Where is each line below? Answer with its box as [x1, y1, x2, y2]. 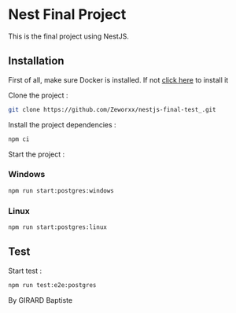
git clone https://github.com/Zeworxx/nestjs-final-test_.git [8, 105, 216, 113]
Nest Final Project [8, 6, 127, 24]
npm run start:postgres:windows [8, 186, 114, 194]
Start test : [8, 266, 42, 275]
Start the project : [8, 149, 65, 159]
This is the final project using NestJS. [8, 31, 130, 41]
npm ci [8, 135, 30, 143]
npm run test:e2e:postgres [8, 281, 97, 289]
